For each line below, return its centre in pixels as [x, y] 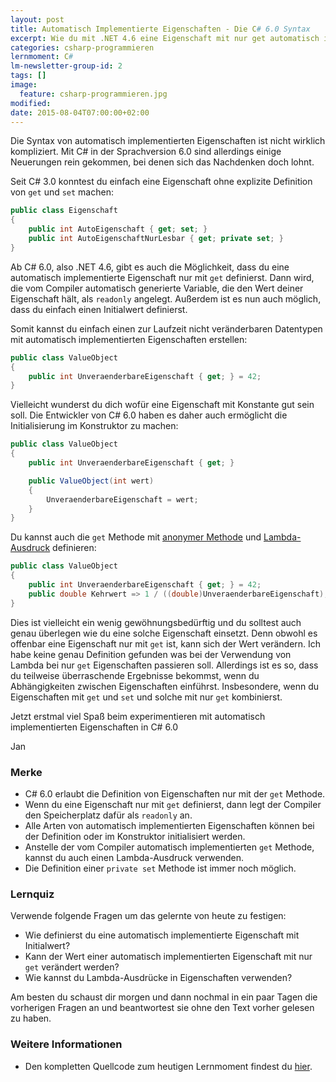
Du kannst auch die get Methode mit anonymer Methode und [136, 537]
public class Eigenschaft [64, 211]
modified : [31, 103]
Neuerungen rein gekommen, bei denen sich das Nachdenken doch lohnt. [162, 162]
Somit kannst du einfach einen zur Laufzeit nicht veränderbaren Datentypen [166, 328]
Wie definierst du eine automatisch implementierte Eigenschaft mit [162, 935]
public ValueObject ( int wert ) [91, 481]
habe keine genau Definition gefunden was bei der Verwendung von [151, 654]
